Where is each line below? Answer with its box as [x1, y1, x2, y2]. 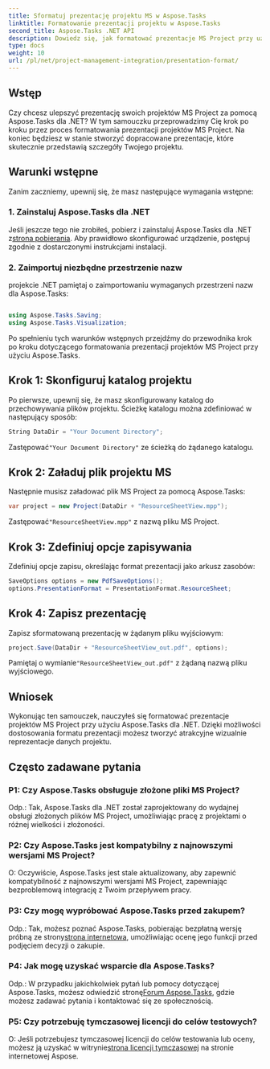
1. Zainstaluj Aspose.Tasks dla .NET [8, 207, 150, 218]
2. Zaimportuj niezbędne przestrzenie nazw [8, 262, 182, 273]
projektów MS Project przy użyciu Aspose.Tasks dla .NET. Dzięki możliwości [8, 720, 261, 730]
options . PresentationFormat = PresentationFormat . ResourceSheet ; [8, 584, 231, 592]
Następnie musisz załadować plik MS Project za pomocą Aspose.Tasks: [8, 487, 246, 497]
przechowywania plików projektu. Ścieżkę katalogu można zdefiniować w [8, 403, 252, 413]
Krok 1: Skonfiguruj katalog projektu [8, 374, 192, 387]
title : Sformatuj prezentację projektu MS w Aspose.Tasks [8, 11, 207, 20]
